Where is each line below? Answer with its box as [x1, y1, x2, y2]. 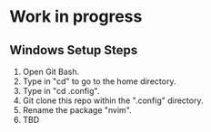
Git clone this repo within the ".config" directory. [22, 95, 204, 106]
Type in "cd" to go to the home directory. [22, 76, 176, 87]
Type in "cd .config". [22, 86, 100, 96]
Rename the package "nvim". [22, 105, 132, 115]
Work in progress [9, 6, 143, 27]
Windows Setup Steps [9, 42, 138, 58]
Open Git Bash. [22, 66, 80, 77]
